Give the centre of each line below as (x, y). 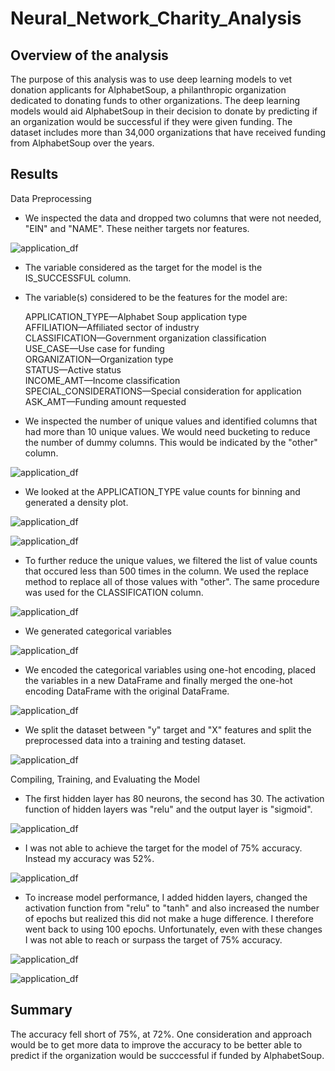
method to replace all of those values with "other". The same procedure (172, 581)
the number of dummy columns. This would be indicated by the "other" (171, 442)
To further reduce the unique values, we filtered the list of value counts (171, 560)
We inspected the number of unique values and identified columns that (171, 421)
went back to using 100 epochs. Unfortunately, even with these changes (173, 929)
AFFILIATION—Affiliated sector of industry (112, 327)
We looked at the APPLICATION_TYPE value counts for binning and (162, 491)
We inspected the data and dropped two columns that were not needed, (173, 218)
